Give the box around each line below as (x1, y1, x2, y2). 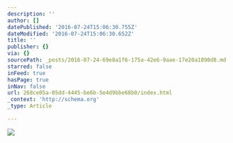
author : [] (7, 17, 40, 24)
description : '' (7, 10, 55, 18)
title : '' (7, 37, 37, 44)
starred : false (7, 63, 52, 70)
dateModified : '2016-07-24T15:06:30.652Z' (7, 30, 135, 38)
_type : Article (7, 103, 52, 110)
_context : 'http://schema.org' (7, 96, 100, 103)
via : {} (7, 50, 30, 57)
